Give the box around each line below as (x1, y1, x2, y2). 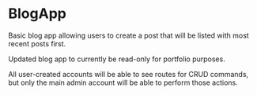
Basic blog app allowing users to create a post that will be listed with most (8, 31, 249, 40)
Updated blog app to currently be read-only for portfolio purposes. (8, 54, 225, 64)
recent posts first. (8, 38, 66, 48)
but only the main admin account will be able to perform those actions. (8, 78, 239, 87)
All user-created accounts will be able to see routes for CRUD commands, (8, 69, 249, 79)
